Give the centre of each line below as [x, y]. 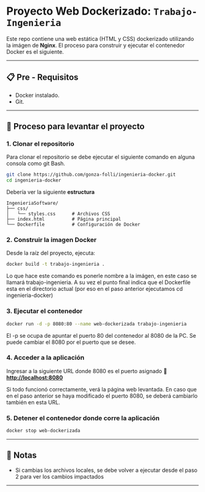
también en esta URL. [33, 402]
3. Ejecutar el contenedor [45, 311]
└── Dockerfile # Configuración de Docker [73, 225]
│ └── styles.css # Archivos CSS [59, 214]
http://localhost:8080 [34, 377]
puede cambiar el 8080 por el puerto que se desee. [71, 342]
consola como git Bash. [36, 163]
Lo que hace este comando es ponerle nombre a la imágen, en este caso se [102, 276]
